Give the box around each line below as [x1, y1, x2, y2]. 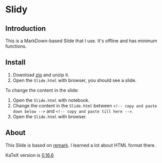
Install [5, 58, 26, 67]
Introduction [5, 24, 46, 33]
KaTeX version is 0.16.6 [5, 152, 54, 158]
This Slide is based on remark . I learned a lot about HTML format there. [5, 142, 156, 148]
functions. [5, 43, 27, 49]
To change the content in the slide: [5, 87, 79, 93]
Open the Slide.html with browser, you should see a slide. [12, 77, 137, 83]
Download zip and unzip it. [12, 71, 69, 78]
